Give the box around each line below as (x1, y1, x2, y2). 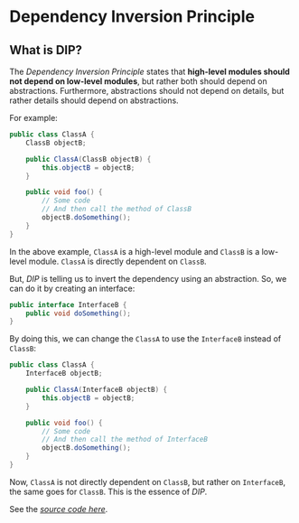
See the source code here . (9, 503, 108, 514)
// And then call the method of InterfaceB (42, 435, 208, 444)
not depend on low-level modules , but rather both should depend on (9, 76, 268, 87)
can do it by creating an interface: (9, 283, 135, 294)
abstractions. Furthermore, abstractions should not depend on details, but (9, 86, 285, 96)
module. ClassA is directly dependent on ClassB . (28, 256, 207, 266)
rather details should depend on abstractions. (9, 95, 179, 106)
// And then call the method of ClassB (42, 205, 192, 214)
